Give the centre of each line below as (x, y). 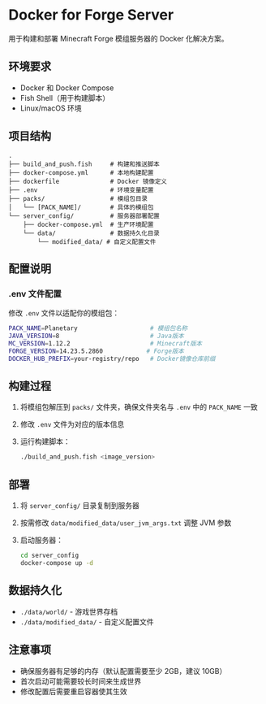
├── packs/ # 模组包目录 (78, 198)
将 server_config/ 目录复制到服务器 (79, 506)
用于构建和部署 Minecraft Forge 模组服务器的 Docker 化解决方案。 (118, 38)
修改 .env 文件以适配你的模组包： (64, 313)
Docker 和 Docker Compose (67, 88)
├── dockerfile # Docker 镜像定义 (88, 181)
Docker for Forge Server (91, 15)
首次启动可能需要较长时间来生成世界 (81, 681)
